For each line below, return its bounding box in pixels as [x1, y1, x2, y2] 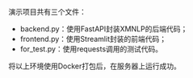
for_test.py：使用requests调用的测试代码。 [19, 44, 163, 54]
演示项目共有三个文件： [8, 7, 86, 16]
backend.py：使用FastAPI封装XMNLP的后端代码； [19, 24, 188, 34]
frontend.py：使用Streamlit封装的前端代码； [19, 35, 167, 43]
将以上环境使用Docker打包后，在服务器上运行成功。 [8, 61, 182, 71]
